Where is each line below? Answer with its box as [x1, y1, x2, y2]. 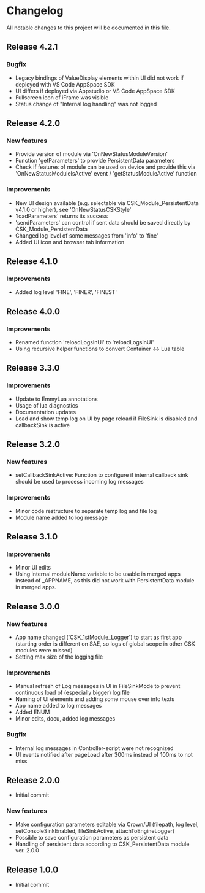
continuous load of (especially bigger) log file [15, 689, 130, 697]
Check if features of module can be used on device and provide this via [15, 163, 196, 171]
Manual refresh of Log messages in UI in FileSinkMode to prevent [15, 682, 181, 690]
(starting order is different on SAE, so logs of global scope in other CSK [15, 640, 195, 648]
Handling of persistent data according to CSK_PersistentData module [15, 840, 190, 848]
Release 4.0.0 [6, 306, 60, 317]
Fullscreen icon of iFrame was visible [15, 93, 109, 101]
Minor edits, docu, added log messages [15, 715, 116, 722]
